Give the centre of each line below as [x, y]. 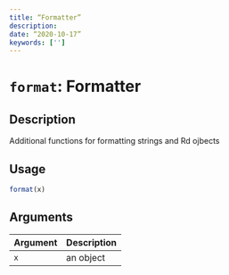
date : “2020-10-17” [45, 34]
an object [86, 257]
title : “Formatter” [45, 17]
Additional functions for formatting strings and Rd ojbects [114, 141]
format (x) [28, 190]
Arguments [41, 217]
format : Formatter [75, 87]
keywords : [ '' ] [37, 42]
